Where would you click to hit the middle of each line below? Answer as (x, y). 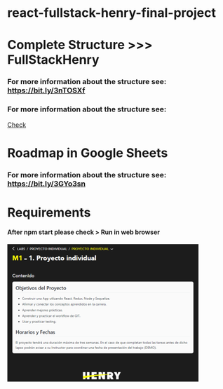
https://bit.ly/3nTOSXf (46, 90)
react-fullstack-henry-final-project (111, 13)
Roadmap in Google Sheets (88, 153)
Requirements (49, 212)
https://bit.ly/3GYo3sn (47, 184)
